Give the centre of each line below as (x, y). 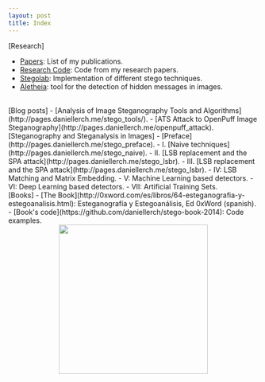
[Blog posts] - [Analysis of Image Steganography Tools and (105, 110)
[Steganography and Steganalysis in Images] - (84, 135)
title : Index (30, 23)
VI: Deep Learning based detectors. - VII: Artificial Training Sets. (113, 186)
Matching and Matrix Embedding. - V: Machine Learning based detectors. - (131, 178)
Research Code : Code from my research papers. (99, 69)
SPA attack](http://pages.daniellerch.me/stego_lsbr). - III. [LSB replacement (132, 161)
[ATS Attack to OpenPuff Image (206, 119)
